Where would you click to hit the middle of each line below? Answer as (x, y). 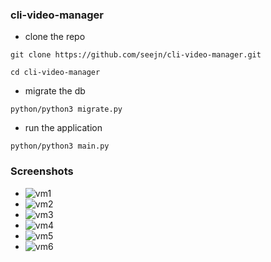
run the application (63, 128)
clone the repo (55, 37)
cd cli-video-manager (55, 73)
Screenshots (42, 171)
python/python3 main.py (60, 146)
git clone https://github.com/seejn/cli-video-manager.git (136, 55)
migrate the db (55, 91)
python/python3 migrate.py (66, 109)
